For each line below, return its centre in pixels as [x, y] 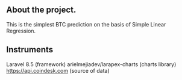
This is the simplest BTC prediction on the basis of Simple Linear [86, 24]
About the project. [41, 10]
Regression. [21, 31]
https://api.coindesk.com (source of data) [58, 70]
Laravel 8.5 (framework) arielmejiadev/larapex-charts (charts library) [91, 64]
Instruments [30, 50]
